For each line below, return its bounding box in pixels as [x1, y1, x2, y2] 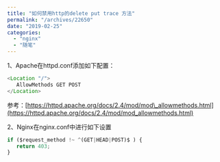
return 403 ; [16, 143, 51, 150]
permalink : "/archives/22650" [7, 16, 94, 23]
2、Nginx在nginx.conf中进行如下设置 [7, 122, 112, 131]
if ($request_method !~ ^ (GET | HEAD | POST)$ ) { [7, 136, 143, 144]
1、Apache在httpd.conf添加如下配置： [7, 62, 115, 69]
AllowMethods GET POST [16, 81, 81, 88]
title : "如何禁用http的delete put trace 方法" [7, 10, 136, 17]
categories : [7, 29, 41, 36]
